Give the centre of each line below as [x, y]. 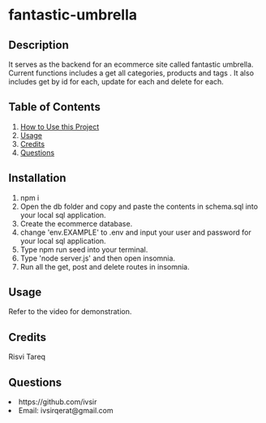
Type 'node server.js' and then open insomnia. [98, 258]
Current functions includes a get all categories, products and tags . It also [131, 73]
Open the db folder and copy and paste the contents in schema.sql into [139, 206]
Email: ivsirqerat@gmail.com [66, 411]
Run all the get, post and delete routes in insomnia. [105, 266]
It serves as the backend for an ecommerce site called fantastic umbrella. [131, 64]
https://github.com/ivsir [58, 402]
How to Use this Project [60, 127]
